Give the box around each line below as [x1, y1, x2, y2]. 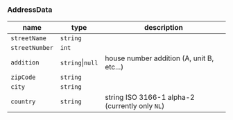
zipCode [10, 74, 36, 81]
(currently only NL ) [105, 101, 165, 111]
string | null [60, 58, 98, 67]
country [10, 98, 36, 105]
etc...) [105, 62, 124, 72]
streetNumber [10, 44, 54, 52]
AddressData [7, 5, 53, 15]
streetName [10, 35, 46, 42]
